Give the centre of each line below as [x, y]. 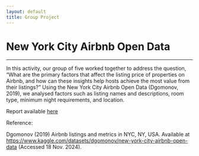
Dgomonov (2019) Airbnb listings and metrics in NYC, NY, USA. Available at [98, 135]
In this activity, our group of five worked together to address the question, [96, 68]
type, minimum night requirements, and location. [65, 100]
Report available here [32, 112]
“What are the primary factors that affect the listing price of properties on [96, 75]
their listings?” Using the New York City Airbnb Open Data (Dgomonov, [92, 87]
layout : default [26, 12]
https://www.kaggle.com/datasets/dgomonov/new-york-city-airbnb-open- [97, 141]
